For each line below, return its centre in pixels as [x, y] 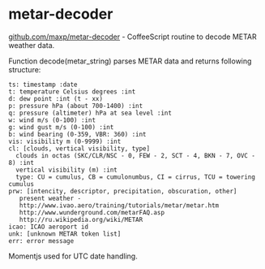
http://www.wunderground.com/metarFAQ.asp [92, 212]
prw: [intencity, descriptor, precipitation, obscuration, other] [123, 191]
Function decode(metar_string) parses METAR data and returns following [130, 61]
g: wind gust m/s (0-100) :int [61, 127]
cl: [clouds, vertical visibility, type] [79, 148]
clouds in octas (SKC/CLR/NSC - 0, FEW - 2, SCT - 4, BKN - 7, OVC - [135, 155]
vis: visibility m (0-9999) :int [65, 141]
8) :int [21, 163]
